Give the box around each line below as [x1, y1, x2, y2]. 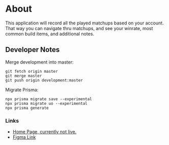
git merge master [5, 73, 42, 78]
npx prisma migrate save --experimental [5, 96, 93, 102]
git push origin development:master [5, 77, 83, 83]
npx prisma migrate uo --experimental [5, 101, 88, 106]
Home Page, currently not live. [12, 129, 77, 135]
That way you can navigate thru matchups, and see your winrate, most [5, 25, 153, 31]
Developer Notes [5, 45, 60, 54]
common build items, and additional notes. [5, 31, 94, 37]
